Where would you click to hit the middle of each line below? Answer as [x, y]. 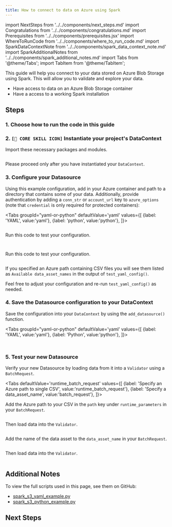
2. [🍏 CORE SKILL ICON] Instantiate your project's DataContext [83, 138]
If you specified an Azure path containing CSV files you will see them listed [85, 268]
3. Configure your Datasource [43, 177]
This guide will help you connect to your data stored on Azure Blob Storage [85, 73]
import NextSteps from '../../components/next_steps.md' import [72, 25]
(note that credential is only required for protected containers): [72, 205]
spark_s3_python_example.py [44, 501]
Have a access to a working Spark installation [61, 94]
